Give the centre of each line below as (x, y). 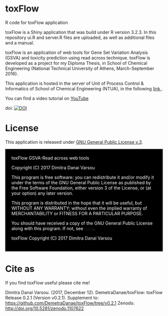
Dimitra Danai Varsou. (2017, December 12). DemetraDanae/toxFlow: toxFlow (84, 292)
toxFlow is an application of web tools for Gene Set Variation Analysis (77, 52)
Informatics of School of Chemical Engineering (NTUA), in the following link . (84, 88)
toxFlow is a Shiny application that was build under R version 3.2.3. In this (81, 32)
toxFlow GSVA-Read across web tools (50, 158)
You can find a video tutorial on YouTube (47, 98)
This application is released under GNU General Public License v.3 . (74, 142)
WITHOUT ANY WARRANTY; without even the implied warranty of (79, 208)
